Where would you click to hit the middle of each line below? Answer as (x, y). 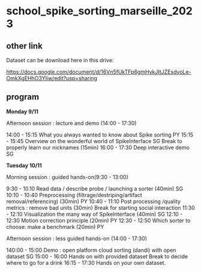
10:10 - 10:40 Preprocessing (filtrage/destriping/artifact (74, 195)
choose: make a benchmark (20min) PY (55, 226)
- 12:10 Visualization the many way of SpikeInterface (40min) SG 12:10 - (94, 214)
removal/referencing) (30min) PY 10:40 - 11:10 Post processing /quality (94, 201)
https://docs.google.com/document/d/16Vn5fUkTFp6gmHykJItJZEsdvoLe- (99, 72)
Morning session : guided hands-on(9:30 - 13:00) (67, 177)
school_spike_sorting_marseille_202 (100, 11)
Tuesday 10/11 (24, 165)
